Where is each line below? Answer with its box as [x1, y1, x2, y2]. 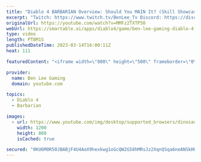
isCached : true [17, 136, 55, 142]
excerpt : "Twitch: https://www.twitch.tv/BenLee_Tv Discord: [6, 14, 162, 20]
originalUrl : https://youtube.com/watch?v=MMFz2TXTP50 [6, 20, 146, 26]
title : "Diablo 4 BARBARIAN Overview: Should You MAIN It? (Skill [6, 8, 175, 15]
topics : [6, 91, 26, 98]
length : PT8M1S [6, 37, 44, 43]
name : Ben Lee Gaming [11, 75, 66, 81]
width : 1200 [17, 124, 47, 131]
